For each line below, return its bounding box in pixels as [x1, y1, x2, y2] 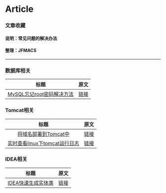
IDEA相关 [5, 156, 28, 163]
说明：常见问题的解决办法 [5, 35, 57, 41]
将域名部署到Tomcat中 [17, 130, 70, 137]
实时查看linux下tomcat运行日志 [7, 140, 80, 146]
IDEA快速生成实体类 [7, 179, 54, 186]
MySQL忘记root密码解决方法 [7, 91, 74, 97]
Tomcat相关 [5, 107, 34, 114]
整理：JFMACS [5, 48, 37, 53]
